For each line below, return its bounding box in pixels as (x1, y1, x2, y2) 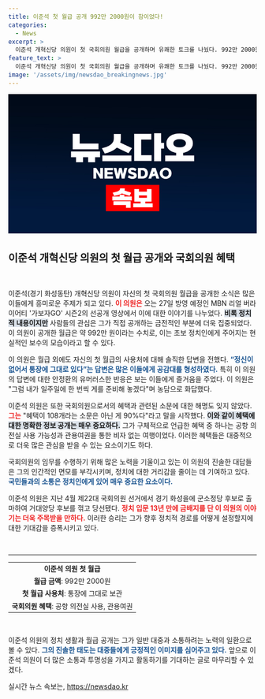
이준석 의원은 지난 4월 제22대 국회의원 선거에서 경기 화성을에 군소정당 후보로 (8, 493, 244, 504)
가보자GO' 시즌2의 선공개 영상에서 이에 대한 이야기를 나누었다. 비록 (31, 308, 237, 318)
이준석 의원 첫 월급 (43, 563, 101, 573)
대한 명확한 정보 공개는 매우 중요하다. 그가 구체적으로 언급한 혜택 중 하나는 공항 (8, 421, 248, 430)
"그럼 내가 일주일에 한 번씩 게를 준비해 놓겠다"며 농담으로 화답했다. (8, 385, 213, 394)
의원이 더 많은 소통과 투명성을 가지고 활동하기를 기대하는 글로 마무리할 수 (22, 655, 246, 665)
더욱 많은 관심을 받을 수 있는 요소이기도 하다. (16, 441, 154, 450)
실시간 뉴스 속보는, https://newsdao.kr (8, 682, 129, 691)
